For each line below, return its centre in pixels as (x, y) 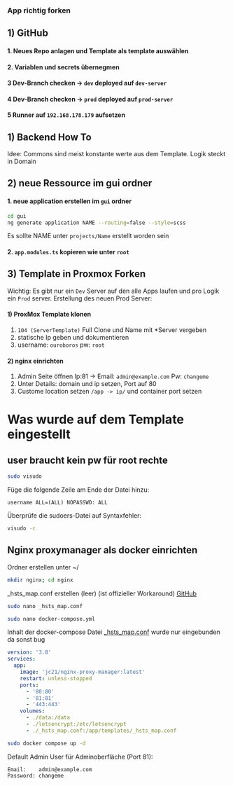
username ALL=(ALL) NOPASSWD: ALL (58, 503)
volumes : (33, 711)
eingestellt (39, 435)
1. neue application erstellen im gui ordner (69, 201)
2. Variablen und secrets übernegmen (64, 67)
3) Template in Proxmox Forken (77, 274)
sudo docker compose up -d (47, 743)
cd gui (17, 216)
